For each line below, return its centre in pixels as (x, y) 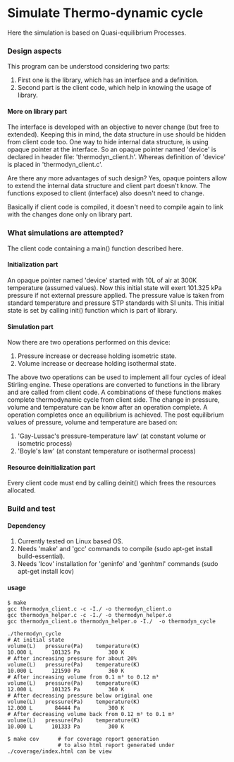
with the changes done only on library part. (70, 214)
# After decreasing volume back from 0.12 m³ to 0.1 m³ (91, 714)
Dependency (26, 526)
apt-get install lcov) (46, 572)
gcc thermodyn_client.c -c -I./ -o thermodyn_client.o (90, 609)
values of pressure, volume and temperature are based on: (93, 422)
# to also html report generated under (116, 745)
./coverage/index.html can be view (60, 751)
